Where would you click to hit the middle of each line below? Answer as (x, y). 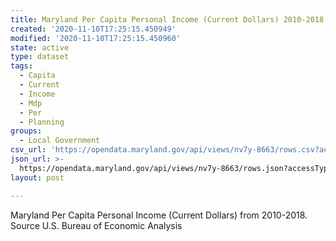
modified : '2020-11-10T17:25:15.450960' (96, 38)
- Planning (42, 122)
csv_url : (28, 150)
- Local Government (60, 141)
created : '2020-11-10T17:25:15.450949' (93, 29)
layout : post (37, 177)
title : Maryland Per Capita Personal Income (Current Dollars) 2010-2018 (167, 19)
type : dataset (40, 57)
